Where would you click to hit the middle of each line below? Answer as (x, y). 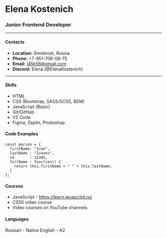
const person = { (23, 145)
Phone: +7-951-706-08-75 (40, 58)
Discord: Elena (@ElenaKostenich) (48, 69)
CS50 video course (32, 202)
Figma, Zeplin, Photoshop (39, 122)
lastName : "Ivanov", (32, 153)
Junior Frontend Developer (38, 25)
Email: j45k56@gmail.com (39, 64)
